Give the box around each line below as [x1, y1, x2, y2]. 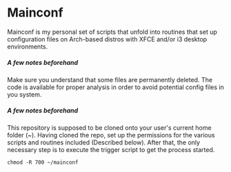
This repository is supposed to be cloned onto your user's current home [7, 123, 212, 132]
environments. [7, 42, 48, 50]
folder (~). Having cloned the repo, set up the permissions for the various [7, 131, 215, 139]
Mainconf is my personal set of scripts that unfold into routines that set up [7, 28, 217, 36]
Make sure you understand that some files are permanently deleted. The [7, 75, 212, 84]
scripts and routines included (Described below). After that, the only [7, 138, 201, 146]
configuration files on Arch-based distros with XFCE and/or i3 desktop [7, 35, 208, 43]
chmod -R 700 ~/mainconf [7, 159, 79, 166]
